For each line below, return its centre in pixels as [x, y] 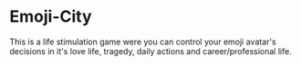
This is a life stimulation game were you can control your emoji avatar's [143, 42]
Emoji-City [51, 17]
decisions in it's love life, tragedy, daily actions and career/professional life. [150, 51]
